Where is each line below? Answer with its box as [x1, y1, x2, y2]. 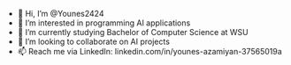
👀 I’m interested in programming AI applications [17, 18, 191, 28]
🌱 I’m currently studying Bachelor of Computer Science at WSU [17, 27, 249, 37]
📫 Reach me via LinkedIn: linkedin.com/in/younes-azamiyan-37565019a [17, 47, 283, 56]
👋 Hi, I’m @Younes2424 [17, 9, 104, 18]
